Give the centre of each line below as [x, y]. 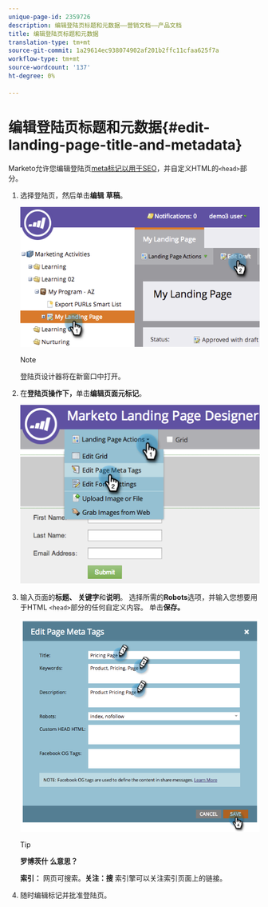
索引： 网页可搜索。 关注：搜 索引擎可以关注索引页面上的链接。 [123, 878]
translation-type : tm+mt [49, 42]
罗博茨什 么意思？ [49, 861]
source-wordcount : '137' [49, 68]
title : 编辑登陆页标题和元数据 [53, 34]
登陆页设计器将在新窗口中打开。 [72, 376]
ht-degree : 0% [32, 76]
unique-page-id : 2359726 [49, 17]
